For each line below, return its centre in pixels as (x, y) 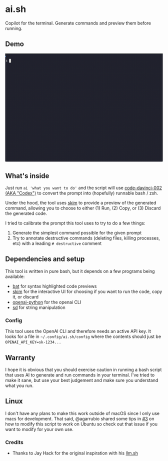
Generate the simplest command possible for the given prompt (77, 233)
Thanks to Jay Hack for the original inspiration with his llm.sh (75, 453)
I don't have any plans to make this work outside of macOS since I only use (82, 413)
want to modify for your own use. (39, 429)
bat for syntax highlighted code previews (54, 286)
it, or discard (25, 296)
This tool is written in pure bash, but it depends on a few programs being (80, 271)
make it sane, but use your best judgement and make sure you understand (82, 380)
